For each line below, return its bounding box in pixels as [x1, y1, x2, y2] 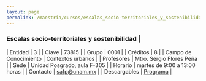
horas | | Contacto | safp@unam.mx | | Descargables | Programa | [6, 68, 172, 75]
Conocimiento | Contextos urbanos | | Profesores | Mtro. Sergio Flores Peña [6, 55, 198, 62]
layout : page [6, 9, 40, 15]
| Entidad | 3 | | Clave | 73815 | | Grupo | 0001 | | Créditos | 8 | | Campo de [6, 48, 192, 55]
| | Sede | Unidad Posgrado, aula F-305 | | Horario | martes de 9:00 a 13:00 [6, 62, 196, 69]
